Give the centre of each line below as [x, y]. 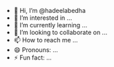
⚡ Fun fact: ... [32, 57]
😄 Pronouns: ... [36, 50]
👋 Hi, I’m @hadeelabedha [50, 11]
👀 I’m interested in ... [43, 18]
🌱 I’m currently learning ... [50, 25]
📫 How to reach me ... [46, 40]
